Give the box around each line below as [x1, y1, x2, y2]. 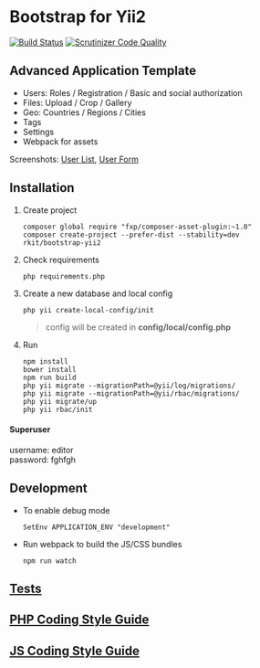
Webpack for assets [22, 135, 99, 147]
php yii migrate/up [22, 397, 98, 406]
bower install [22, 365, 77, 374]
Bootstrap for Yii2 [9, 6, 146, 27]
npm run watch [22, 556, 77, 566]
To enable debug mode [22, 504, 110, 515]
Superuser [9, 424, 51, 435]
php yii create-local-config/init [22, 305, 154, 314]
